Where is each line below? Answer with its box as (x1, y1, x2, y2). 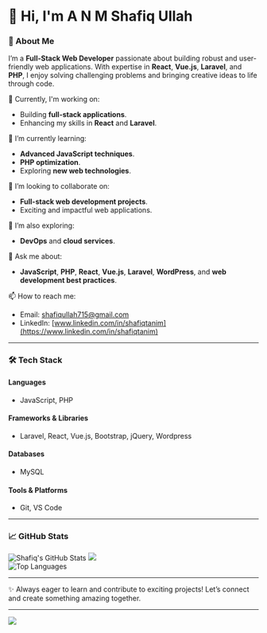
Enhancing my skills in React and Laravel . (19, 119, 157, 128)
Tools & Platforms (8, 485, 68, 494)
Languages (8, 377, 46, 387)
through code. (8, 79, 55, 88)
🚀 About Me (8, 36, 55, 47)
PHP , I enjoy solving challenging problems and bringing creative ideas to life (8, 71, 258, 80)
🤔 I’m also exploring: (8, 221, 75, 230)
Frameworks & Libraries (8, 413, 89, 423)
